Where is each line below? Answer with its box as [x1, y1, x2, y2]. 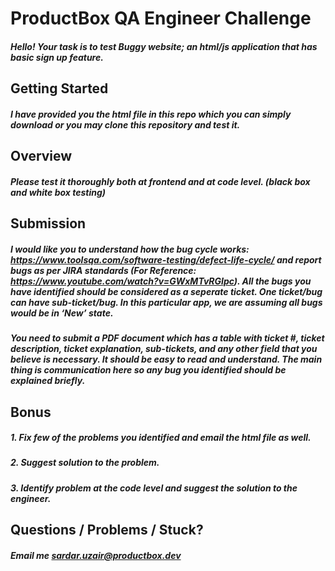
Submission [10, 215, 87, 232]
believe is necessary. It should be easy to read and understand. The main [10, 353, 323, 366]
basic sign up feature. [10, 51, 104, 63]
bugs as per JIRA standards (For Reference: [10, 264, 197, 276]
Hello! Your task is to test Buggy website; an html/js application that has [10, 40, 318, 52]
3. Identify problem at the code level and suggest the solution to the [10, 482, 298, 494]
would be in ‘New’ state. [10, 307, 114, 319]
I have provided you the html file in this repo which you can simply [10, 108, 292, 120]
